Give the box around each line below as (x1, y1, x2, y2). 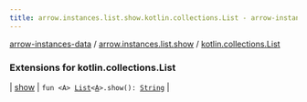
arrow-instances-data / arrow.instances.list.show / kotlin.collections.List (9, 38, 281, 49)
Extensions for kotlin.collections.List (9, 61, 176, 74)
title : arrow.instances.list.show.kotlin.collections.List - (9, 13, 248, 23)
